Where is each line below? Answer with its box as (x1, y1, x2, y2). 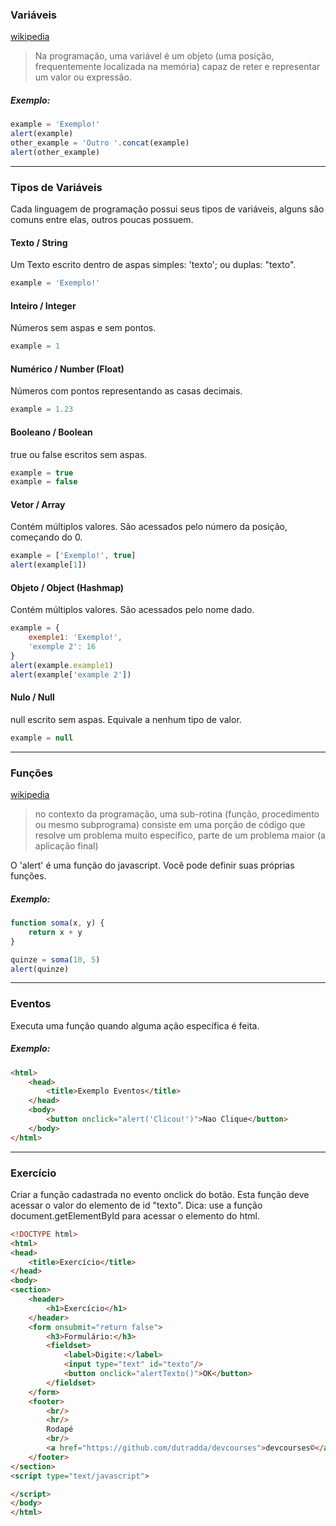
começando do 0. (10, 531, 83, 543)
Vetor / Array (10, 498, 66, 510)
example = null (10, 733, 74, 743)
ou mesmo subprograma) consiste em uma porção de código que (34, 819, 306, 831)
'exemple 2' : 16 (28, 642, 97, 652)
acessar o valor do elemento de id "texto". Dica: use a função (10, 1199, 263, 1211)
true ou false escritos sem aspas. (10, 448, 148, 460)
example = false (10, 477, 78, 487)
